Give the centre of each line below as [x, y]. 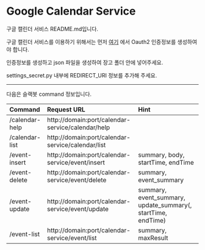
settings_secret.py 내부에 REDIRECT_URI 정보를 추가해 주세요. [82, 75]
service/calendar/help [78, 127]
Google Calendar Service [71, 11]
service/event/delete [77, 180]
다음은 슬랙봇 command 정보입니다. [49, 94]
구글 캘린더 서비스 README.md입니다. [52, 29]
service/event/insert [76, 162]
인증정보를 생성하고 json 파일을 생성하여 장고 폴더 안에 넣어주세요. [85, 62]
